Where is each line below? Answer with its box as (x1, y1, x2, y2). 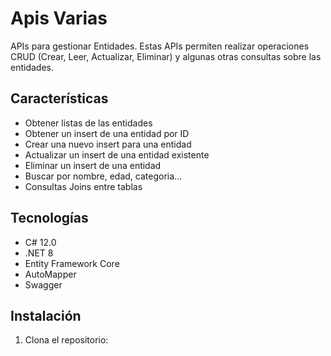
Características (10, 90, 109, 107)
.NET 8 (24, 247, 54, 259)
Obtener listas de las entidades (24, 117, 153, 129)
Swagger (24, 278, 63, 291)
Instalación (10, 307, 82, 324)
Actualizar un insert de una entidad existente (24, 148, 210, 161)
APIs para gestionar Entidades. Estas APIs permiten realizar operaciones (10, 40, 310, 52)
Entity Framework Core (24, 257, 120, 269)
